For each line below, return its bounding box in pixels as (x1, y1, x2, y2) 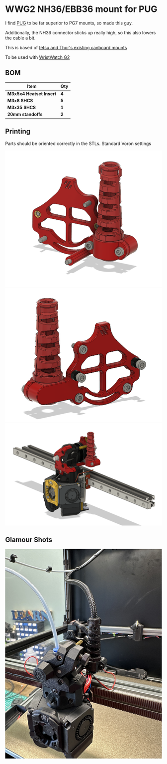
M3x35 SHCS (7, 105, 36, 110)
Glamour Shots (5, 535, 53, 544)
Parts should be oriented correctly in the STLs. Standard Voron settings (5, 141, 152, 147)
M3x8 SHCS (7, 97, 33, 103)
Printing (5, 127, 31, 136)
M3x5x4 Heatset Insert (7, 91, 57, 97)
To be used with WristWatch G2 (5, 54, 70, 60)
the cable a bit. (5, 35, 36, 41)
